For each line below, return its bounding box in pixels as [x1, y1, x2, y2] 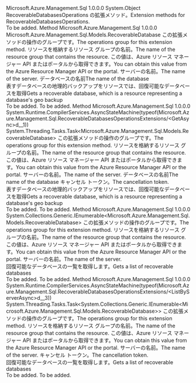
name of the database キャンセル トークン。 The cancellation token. [6, 179, 169, 185]
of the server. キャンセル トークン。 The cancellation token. [6, 351, 149, 358]
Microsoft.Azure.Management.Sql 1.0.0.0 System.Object [6, 5, 141, 11]
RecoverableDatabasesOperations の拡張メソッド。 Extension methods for [6, 12, 185, 18]
